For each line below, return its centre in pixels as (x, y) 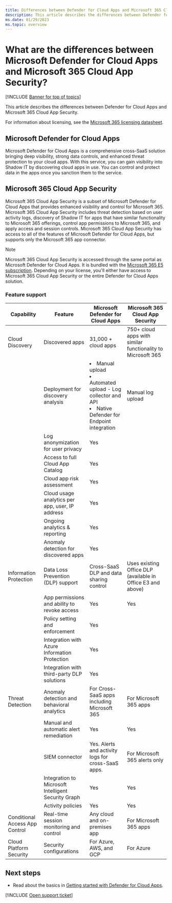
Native (104, 408)
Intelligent (56, 791)
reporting (55, 534)
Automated (103, 383)
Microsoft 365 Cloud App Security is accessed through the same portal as (84, 259)
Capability (23, 314)
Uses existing (143, 564)
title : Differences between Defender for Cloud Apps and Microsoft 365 (83, 10)
